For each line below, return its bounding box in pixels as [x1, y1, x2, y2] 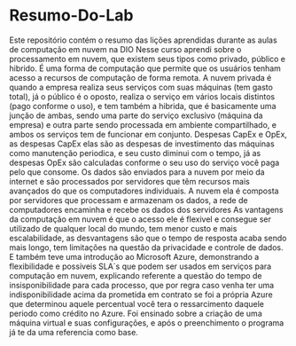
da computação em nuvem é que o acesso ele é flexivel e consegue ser [9, 214, 272, 224]
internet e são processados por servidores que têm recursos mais [9, 176, 250, 186]
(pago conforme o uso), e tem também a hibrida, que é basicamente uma [9, 100, 277, 111]
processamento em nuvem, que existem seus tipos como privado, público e [9, 53, 286, 64]
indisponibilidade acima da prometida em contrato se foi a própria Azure [9, 289, 273, 300]
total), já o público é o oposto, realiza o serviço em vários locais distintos [9, 90, 276, 102]
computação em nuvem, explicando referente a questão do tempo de [9, 270, 262, 280]
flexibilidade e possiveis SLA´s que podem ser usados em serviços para [9, 261, 272, 271]
